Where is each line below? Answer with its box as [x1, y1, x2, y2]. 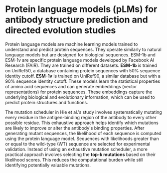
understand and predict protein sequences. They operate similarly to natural [5, 46, 162, 52]
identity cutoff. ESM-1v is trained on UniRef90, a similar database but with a [5, 73, 161, 79]
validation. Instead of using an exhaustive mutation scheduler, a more [5, 146, 148, 152]
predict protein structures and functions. [5, 99, 88, 105]
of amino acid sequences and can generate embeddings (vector [5, 83, 137, 89]
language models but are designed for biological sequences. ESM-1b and [5, 51, 156, 58]
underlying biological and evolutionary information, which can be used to [5, 94, 156, 100]
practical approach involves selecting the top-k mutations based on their [5, 151, 156, 158]
